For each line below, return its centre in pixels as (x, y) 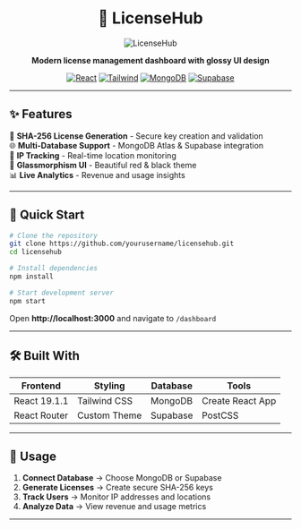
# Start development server (62, 293)
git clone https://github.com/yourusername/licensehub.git (122, 244)
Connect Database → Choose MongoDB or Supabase (122, 478)
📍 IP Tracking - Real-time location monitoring (93, 155)
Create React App (239, 400)
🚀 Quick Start (47, 215)
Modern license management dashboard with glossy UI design (150, 60)
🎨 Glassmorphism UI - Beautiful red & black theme (103, 165)
